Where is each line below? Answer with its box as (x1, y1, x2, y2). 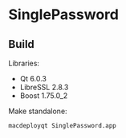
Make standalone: (8, 106, 67, 116)
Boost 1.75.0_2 (19, 91, 68, 101)
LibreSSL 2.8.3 (19, 82, 69, 92)
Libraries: (8, 58, 40, 68)
